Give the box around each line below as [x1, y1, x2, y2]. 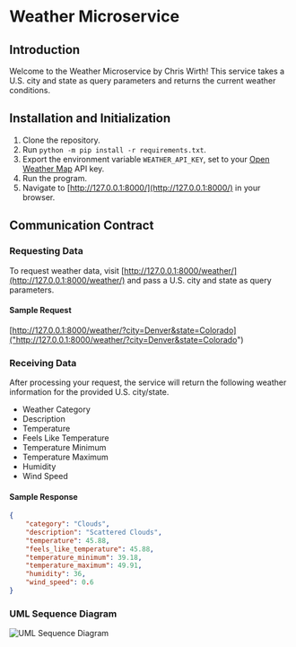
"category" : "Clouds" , [25, 520, 110, 529]
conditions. [9, 85, 51, 95]
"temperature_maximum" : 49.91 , [25, 561, 143, 571]
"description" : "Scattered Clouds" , [25, 528, 163, 537]
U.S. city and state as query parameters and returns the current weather [9, 75, 276, 86]
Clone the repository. [22, 135, 100, 145]
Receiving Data [9, 356, 77, 369]
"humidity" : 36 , [25, 570, 87, 579]
